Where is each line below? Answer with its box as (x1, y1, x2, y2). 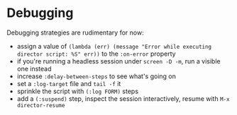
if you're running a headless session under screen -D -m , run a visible (16, 56, 221, 65)
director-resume (16, 102, 65, 109)
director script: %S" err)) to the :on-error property (16, 49, 176, 58)
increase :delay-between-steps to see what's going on (16, 72, 177, 80)
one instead (16, 64, 52, 73)
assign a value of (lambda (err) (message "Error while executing (16, 42, 212, 50)
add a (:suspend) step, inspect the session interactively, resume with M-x (16, 94, 230, 103)
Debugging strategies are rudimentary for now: (6, 28, 144, 37)
